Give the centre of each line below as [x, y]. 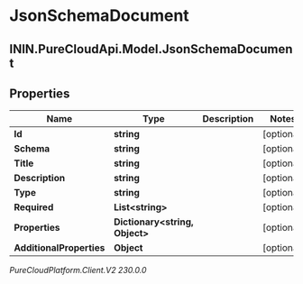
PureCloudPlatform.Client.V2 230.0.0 [78, 270]
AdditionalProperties [60, 248]
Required [34, 207]
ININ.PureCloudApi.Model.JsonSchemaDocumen [151, 49]
